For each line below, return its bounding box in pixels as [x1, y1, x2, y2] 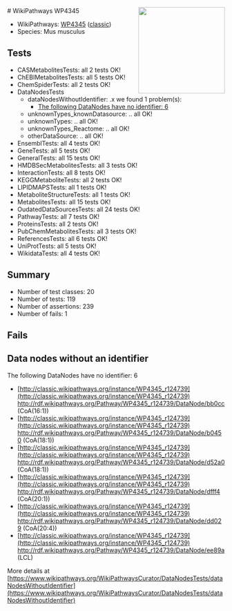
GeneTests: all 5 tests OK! [17, 146, 90, 155]
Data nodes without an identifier [7, 353, 149, 365]
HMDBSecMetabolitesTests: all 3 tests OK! [17, 161, 138, 169]
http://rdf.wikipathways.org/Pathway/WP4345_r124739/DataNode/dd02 [17, 516, 222, 525]
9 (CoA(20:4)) [17, 524, 57, 532]
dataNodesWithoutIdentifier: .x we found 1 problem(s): [27, 95, 182, 103]
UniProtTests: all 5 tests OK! [17, 242, 97, 250]
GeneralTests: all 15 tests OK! [17, 153, 101, 162]
